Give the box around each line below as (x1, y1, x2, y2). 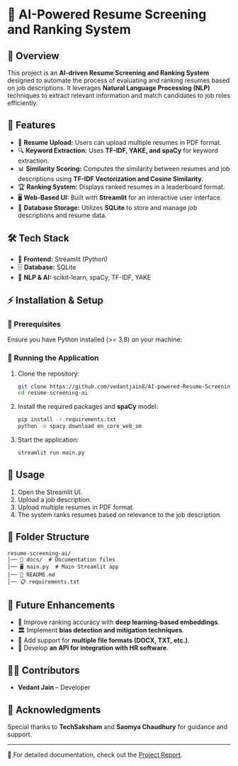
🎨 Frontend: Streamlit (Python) (17, 255, 108, 263)
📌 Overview (7, 50, 59, 62)
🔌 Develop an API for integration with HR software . (17, 644, 169, 652)
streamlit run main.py (17, 449, 85, 456)
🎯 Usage (7, 469, 45, 481)
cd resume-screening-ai (17, 390, 89, 397)
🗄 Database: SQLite (17, 263, 76, 271)
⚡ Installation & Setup (7, 295, 104, 307)
